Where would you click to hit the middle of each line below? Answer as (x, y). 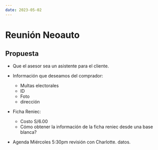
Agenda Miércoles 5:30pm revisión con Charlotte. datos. (71, 142)
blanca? (28, 132)
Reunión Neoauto (43, 35)
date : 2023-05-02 (24, 10)
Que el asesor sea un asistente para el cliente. (61, 66)
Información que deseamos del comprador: (58, 76)
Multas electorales (39, 85)
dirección (30, 101)
